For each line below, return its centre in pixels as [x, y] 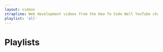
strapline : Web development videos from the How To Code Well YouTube [78, 14]
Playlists [22, 42]
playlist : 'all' [21, 18]
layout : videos [20, 9]
